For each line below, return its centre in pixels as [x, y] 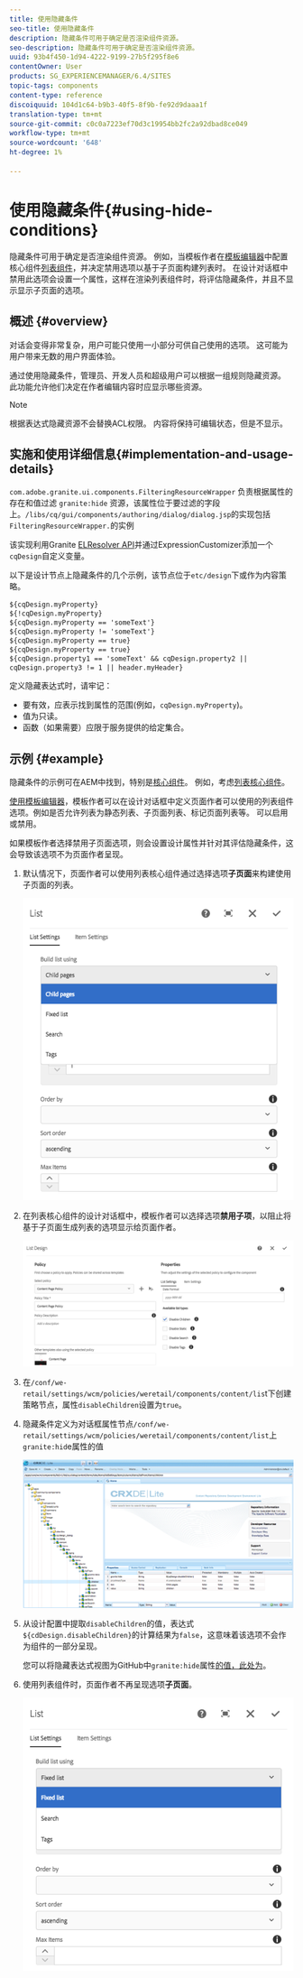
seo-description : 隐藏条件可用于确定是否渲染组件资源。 [104, 48]
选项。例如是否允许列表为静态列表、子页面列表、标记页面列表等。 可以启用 [149, 813]
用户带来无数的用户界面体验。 [64, 356]
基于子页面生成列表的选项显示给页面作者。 [101, 1227]
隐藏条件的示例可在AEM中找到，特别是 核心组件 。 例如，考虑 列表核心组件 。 [150, 782]
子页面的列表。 [50, 885]
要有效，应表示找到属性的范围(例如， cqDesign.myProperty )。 [135, 705]
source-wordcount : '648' [56, 143]
